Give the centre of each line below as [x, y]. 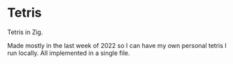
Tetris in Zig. [25, 32]
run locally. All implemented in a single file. [69, 53]
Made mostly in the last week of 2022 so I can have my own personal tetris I [117, 45]
